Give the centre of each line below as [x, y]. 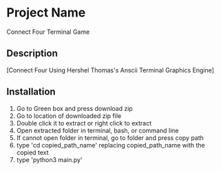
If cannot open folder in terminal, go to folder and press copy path [110, 138]
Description [32, 53]
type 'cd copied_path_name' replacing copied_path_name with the [111, 145]
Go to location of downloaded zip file [69, 116]
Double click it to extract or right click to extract [84, 123]
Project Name [46, 13]
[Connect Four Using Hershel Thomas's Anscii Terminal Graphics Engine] [110, 70]
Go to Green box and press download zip [75, 108]
